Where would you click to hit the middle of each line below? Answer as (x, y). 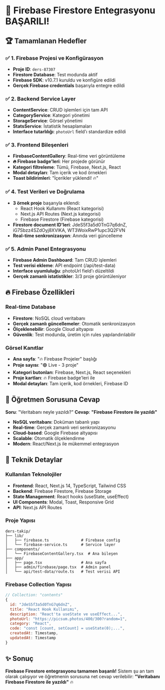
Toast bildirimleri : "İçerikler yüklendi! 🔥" (56, 178)
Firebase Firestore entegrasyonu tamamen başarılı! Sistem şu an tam (80, 671)
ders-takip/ (18, 531)
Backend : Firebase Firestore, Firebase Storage (62, 491)
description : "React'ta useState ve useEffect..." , (66, 614)
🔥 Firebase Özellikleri (40, 292)
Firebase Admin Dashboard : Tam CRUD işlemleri (65, 260)
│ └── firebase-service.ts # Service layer (60, 545)
